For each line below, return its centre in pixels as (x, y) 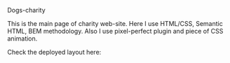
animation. (22, 38)
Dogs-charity (26, 10)
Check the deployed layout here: (54, 52)
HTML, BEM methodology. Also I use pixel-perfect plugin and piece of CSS (115, 31)
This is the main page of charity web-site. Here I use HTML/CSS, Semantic (115, 23)
